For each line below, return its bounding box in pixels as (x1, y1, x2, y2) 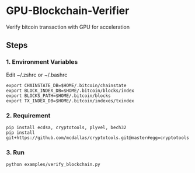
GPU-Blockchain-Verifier (6, 4, 130, 18)
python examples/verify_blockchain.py (6, 162, 100, 168)
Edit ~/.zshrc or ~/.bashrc (6, 71, 68, 78)
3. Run (6, 148, 25, 156)
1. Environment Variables (6, 58, 78, 66)
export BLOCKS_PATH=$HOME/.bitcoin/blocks (6, 92, 111, 99)
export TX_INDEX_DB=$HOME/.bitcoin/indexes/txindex (6, 98, 134, 103)
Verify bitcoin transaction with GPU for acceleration (6, 23, 130, 30)
